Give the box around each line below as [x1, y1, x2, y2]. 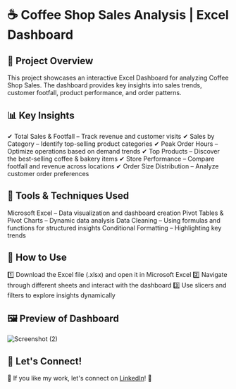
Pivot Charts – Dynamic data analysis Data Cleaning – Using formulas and [7, 216, 221, 224]
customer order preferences [7, 169, 89, 178]
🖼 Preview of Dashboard [7, 312, 120, 324]
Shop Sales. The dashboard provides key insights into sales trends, [7, 81, 202, 89]
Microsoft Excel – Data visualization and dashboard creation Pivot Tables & [7, 209, 224, 217]
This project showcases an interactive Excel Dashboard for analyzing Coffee [7, 73, 229, 82]
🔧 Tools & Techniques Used [7, 190, 129, 202]
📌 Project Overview [7, 55, 94, 67]
